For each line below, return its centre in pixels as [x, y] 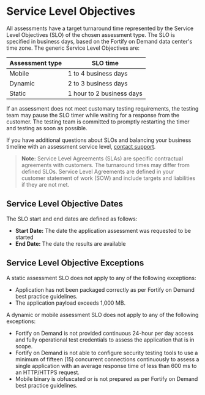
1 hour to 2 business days [105, 93]
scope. [24, 346]
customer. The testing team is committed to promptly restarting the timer [98, 122]
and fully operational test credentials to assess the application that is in [105, 340]
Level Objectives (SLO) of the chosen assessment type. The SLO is [91, 34]
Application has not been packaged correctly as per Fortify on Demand [105, 289]
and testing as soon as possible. [47, 128]
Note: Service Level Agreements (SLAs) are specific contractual [102, 158]
